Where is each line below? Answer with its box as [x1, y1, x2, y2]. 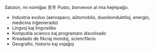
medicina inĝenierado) [11, 19, 58, 25]
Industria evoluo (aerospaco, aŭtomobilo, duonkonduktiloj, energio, [11, 14, 150, 20]
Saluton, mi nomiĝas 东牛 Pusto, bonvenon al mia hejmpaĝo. [4, 4, 129, 10]
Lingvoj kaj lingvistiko [11, 25, 56, 31]
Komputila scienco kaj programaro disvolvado [11, 30, 106, 36]
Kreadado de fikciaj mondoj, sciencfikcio [11, 35, 96, 41]
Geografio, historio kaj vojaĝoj [11, 41, 74, 46]
